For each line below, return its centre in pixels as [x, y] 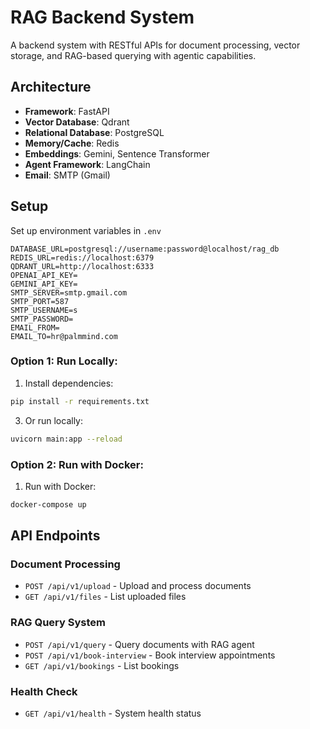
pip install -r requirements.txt [80, 401]
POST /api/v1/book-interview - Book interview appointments [150, 655]
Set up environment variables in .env [86, 230]
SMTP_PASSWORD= [42, 319]
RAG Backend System [102, 17]
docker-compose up [48, 504]
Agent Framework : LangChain [87, 164]
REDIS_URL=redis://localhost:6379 [82, 257]
